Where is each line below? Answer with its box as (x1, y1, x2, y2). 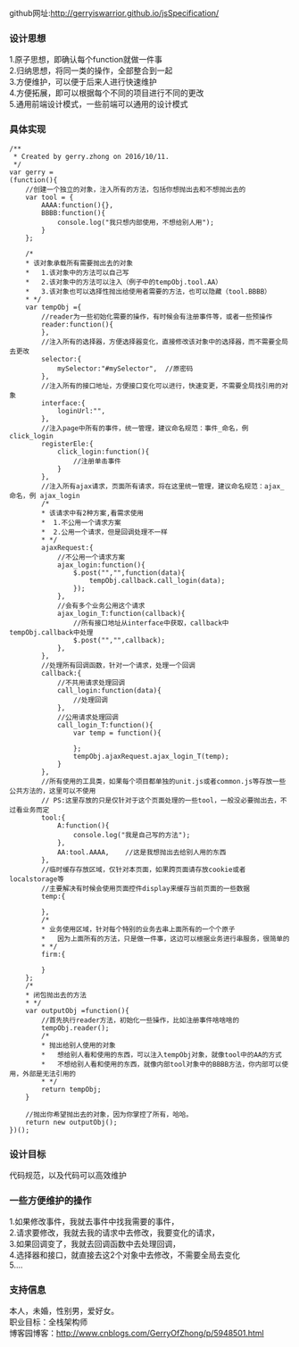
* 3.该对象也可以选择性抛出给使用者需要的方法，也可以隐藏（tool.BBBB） (25, 287, 271, 296)
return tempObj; (41, 1085, 102, 1093)
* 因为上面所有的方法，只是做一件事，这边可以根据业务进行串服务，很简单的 (41, 934, 290, 944)
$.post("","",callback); (72, 636, 166, 644)
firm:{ (41, 950, 66, 959)
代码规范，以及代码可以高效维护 (9, 1169, 127, 1180)
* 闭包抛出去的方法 (25, 990, 87, 1000)
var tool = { (25, 193, 74, 202)
